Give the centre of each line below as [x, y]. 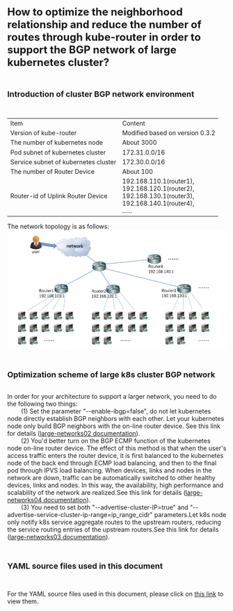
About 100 [137, 172]
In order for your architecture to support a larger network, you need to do [112, 396]
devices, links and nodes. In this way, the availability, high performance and [115, 485]
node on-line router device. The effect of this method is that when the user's [117, 448]
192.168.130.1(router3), [158, 196]
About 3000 [140, 143]
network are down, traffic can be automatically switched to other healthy [111, 477]
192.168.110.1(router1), [158, 181]
